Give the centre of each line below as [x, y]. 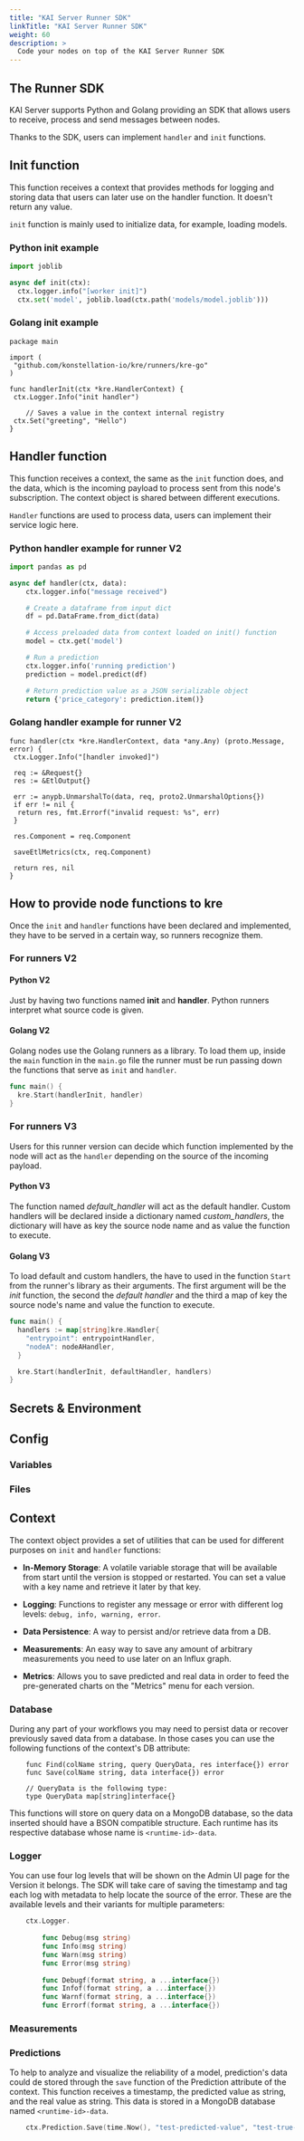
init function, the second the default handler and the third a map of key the [148, 1295]
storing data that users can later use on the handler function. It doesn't [141, 197]
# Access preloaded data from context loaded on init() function [152, 633]
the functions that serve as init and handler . [93, 1070]
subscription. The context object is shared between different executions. [145, 497]
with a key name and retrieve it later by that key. [112, 1587]
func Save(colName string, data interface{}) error [125, 1773]
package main [34, 341]
